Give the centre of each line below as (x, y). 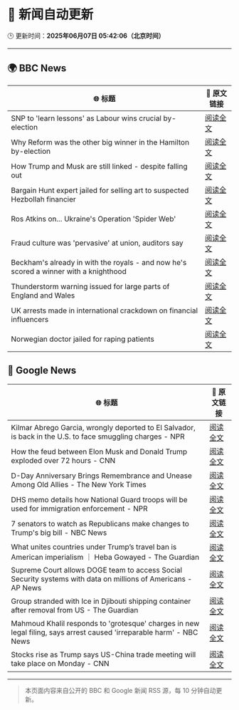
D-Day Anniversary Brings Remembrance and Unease (101, 476)
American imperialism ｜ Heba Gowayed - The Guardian (105, 557)
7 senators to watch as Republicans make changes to (100, 523)
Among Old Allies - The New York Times (79, 484)
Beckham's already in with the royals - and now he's (99, 262)
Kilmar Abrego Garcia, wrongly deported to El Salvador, (103, 427)
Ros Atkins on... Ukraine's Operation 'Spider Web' (94, 219)
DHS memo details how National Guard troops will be (99, 499)
